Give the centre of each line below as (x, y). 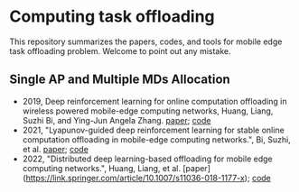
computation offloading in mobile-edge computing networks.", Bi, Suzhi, (156, 139)
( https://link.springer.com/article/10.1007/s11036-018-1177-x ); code (146, 178)
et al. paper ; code (55, 149)
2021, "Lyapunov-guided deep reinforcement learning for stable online (153, 130)
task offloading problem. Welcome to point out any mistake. (120, 50)
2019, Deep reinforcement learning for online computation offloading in (154, 101)
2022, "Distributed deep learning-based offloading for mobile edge (147, 159)
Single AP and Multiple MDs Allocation (120, 80)
